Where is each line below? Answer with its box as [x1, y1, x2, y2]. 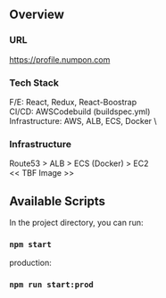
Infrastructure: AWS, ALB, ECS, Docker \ [9, 115, 158, 126]
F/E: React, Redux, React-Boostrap [9, 96, 137, 107]
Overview [9, 7, 65, 22]
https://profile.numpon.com [9, 54, 111, 65]
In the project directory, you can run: [9, 218, 144, 228]
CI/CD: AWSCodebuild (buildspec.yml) [9, 106, 151, 117]
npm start [9, 240, 52, 250]
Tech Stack [9, 76, 60, 88]
